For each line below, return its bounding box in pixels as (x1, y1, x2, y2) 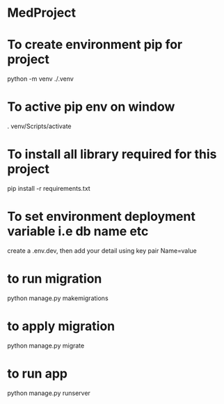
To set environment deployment (7, 209, 196, 224)
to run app (7, 366, 68, 381)
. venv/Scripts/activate (7, 122, 72, 130)
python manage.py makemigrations (7, 294, 109, 302)
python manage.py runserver (7, 389, 90, 397)
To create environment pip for (7, 37, 183, 53)
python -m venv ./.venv (7, 75, 74, 83)
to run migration (7, 271, 102, 287)
